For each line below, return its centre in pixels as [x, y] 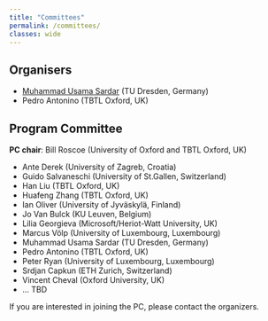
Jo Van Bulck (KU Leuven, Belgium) [87, 214]
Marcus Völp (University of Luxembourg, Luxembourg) [121, 233]
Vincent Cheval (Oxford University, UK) [93, 280]
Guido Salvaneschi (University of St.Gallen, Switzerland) [124, 176]
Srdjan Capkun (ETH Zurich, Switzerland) [97, 270]
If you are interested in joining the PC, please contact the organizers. [134, 306]
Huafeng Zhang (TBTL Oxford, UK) [85, 195]
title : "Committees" [47, 17]
